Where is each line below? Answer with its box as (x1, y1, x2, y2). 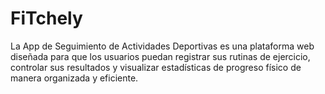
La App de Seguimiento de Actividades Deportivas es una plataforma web (10, 40, 315, 52)
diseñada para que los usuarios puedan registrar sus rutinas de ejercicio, (10, 50, 311, 62)
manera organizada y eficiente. (10, 72, 139, 84)
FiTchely (10, 7, 83, 30)
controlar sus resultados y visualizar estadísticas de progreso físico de (10, 61, 302, 73)
